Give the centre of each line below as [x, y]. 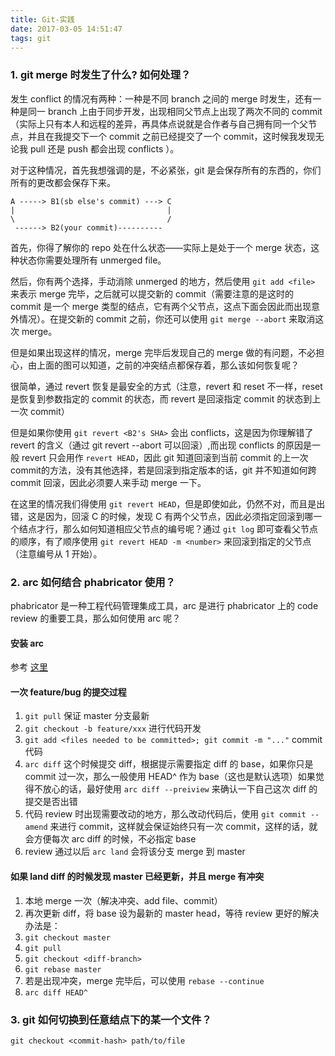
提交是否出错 [51, 802]
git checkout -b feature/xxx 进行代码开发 [113, 728]
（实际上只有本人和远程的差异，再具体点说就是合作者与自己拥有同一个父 [159, 123]
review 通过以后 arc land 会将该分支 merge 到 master [135, 852]
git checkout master [67, 937]
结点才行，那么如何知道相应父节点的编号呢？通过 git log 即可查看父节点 [168, 528]
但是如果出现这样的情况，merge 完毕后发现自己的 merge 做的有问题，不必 [163, 352]
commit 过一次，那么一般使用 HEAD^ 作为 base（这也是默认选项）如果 [170, 777]
